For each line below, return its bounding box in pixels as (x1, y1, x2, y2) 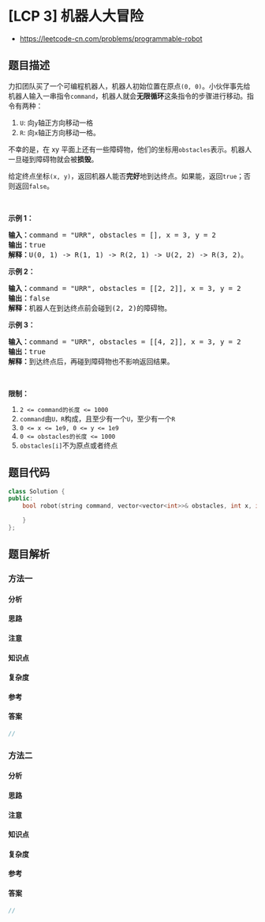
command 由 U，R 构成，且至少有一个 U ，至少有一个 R (19, 414, 176, 423)
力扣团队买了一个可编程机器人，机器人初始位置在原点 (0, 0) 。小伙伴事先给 (8, 81, 251, 91)
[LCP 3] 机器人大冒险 (8, 7, 144, 25)
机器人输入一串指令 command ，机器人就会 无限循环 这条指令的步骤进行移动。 (8, 91, 248, 100)
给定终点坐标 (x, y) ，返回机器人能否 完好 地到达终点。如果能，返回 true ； (8, 171, 244, 180)
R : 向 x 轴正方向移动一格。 (19, 127, 101, 137)
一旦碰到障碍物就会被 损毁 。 (8, 154, 99, 164)
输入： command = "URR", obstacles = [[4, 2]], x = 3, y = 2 (8, 337, 241, 346)
